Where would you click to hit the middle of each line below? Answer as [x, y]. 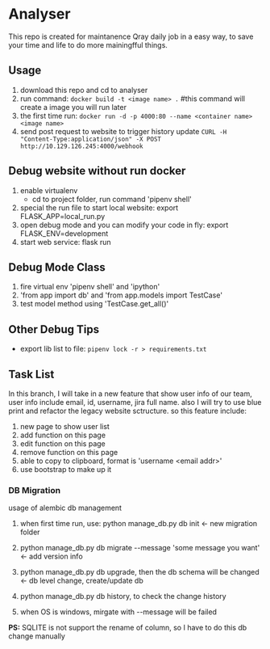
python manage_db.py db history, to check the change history [123, 596]
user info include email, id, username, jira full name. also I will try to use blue [135, 402]
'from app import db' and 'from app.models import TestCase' [121, 295]
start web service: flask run [65, 242]
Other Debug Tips [54, 329]
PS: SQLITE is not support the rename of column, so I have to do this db [128, 628]
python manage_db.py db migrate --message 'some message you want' [140, 548]
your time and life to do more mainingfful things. [88, 44]
